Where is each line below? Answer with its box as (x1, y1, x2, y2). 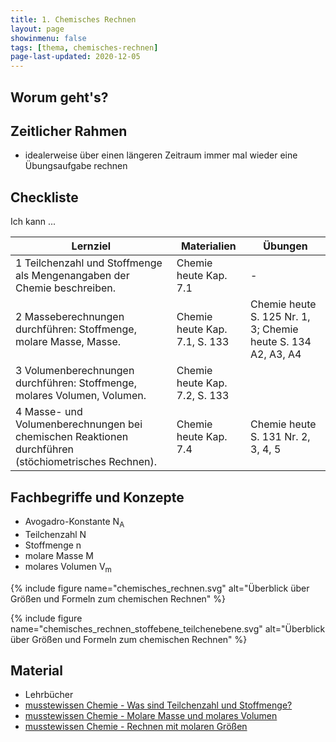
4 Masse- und (15, 405, 83, 419)
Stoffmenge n (24, 539, 82, 551)
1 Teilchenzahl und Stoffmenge (15, 256, 163, 270)
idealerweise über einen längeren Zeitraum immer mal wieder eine (24, 149, 298, 161)
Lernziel (71, 239, 112, 253)
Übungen (263, 239, 308, 253)
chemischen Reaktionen (15, 430, 129, 444)
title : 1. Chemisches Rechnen (10, 14, 137, 25)
